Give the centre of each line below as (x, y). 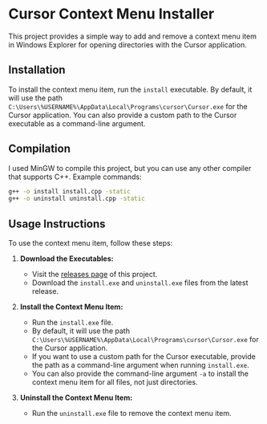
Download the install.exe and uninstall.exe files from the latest (140, 283)
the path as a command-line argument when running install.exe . (141, 365)
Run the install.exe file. (73, 323)
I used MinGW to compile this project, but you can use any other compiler (130, 168)
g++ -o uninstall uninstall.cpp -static (77, 199)
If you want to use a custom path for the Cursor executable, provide (144, 357)
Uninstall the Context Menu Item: (76, 397)
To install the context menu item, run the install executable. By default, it (130, 89)
